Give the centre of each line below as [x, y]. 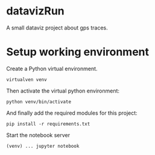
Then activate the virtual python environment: [63, 91]
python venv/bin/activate [39, 102]
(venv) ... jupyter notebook [43, 146]
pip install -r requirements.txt [48, 124]
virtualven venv [27, 79]
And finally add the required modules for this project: [72, 113]
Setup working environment [78, 52]
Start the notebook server [38, 135]
